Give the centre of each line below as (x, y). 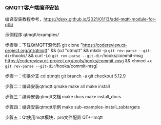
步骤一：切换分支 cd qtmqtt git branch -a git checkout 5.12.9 (65, 76)
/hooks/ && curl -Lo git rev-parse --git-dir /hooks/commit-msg (77, 56)
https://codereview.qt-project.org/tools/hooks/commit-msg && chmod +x (79, 61)
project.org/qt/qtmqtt (26, 51)
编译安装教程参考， (24, 19)
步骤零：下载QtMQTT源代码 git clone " (44, 45)
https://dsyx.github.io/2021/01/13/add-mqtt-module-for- (100, 19)
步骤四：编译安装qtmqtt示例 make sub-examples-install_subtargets (73, 107)
